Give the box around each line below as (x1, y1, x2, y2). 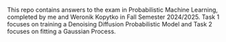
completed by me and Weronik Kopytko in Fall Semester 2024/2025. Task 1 (7, 13, 220, 21)
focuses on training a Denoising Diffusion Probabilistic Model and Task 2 (7, 20, 213, 28)
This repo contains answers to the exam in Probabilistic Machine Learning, (7, 6, 218, 14)
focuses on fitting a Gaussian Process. (7, 27, 116, 35)
